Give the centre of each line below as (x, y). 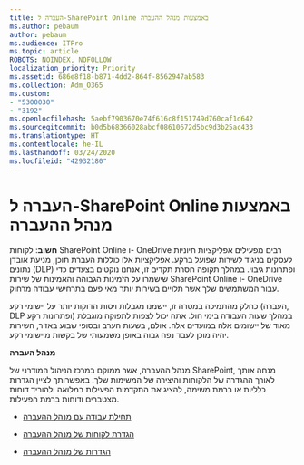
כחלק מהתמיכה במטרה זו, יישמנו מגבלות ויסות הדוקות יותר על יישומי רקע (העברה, (149, 306)
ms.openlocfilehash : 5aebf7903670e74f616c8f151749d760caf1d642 (132, 119)
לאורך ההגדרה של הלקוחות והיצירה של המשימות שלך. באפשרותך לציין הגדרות (142, 380)
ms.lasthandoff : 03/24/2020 (63, 152)
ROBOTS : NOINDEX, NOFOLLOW (60, 60)
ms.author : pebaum (44, 26)
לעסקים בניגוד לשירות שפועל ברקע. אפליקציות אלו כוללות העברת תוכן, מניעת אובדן (151, 260)
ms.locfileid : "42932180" (58, 161)
